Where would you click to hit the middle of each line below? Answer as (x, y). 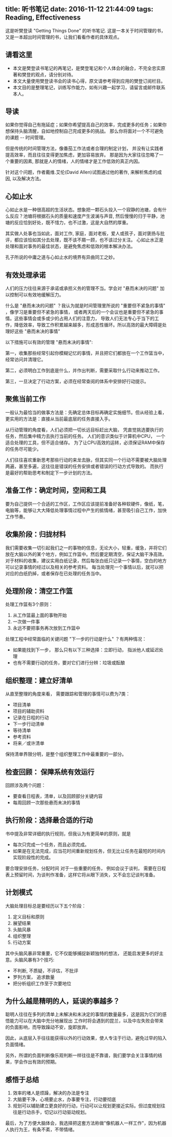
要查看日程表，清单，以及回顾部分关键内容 (58, 796)
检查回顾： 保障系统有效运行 (50, 772)
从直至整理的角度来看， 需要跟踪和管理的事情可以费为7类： (68, 694)
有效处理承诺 (26, 275)
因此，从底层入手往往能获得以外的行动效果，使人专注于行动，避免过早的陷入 (86, 1038)
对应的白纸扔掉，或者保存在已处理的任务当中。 (55, 573)
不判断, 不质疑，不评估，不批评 (45, 970)
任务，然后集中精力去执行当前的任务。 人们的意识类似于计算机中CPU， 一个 (85, 436)
